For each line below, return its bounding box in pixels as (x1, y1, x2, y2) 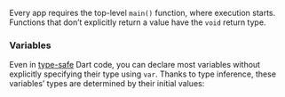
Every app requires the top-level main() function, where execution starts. (9, 8, 276, 18)
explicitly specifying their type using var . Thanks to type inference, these (9, 69, 277, 79)
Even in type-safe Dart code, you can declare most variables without (9, 60, 260, 70)
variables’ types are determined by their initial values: (9, 78, 205, 89)
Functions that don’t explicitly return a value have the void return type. (9, 17, 266, 28)
